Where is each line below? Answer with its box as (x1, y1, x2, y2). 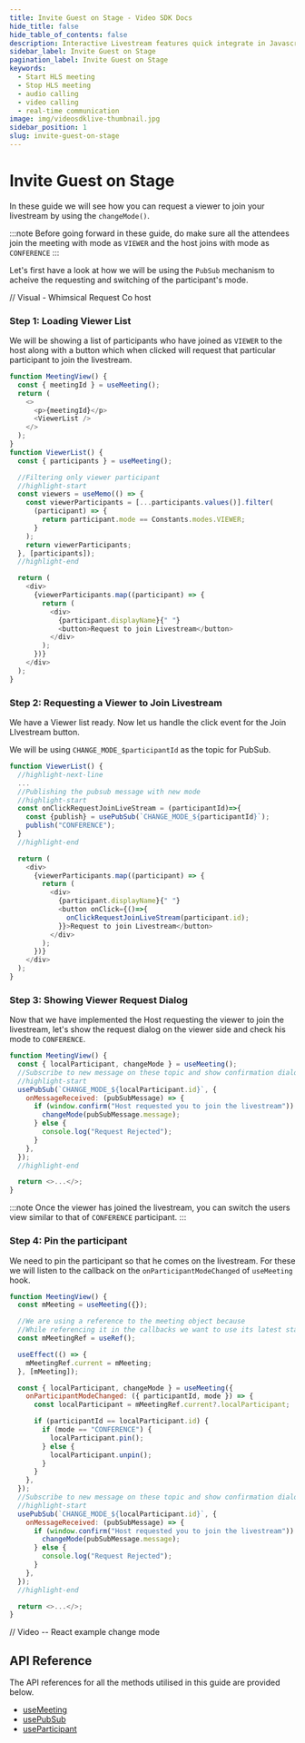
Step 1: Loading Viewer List (9, 314, 132, 327)
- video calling (17, 97, 79, 107)
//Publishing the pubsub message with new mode (17, 787, 202, 796)
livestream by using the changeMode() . (9, 210, 150, 221)
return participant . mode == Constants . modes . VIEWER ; (42, 515, 246, 525)
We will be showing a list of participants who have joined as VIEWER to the (9, 335, 283, 346)
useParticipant (22, 1724, 77, 1735)
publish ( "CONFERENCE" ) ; (25, 821, 116, 831)
